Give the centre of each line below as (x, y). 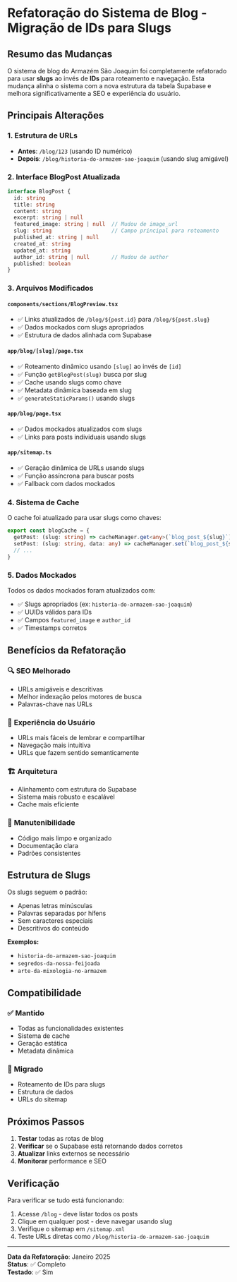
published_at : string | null (56, 238)
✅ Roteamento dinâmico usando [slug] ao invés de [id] (99, 366)
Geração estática (42, 1044)
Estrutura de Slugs (49, 875)
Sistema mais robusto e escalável (66, 797)
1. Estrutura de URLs (42, 135)
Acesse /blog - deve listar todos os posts (78, 1214)
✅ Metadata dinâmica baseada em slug (74, 390)
